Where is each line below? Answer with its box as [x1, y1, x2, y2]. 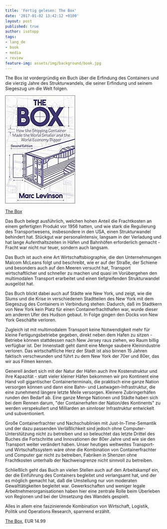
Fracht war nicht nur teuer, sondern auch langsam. [5, 245, 109, 251]
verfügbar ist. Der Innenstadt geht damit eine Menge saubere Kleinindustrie [5, 342, 161, 349]
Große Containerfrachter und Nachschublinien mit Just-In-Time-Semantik [5, 420, 157, 426]
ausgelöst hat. [5, 281, 34, 287]
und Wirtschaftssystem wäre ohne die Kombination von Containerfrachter [5, 447, 157, 453]
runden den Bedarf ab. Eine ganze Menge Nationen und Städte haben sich [5, 395, 159, 401]
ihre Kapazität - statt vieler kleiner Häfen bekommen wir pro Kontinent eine [5, 373, 159, 379]
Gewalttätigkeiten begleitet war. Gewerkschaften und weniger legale [5, 483, 146, 489]
